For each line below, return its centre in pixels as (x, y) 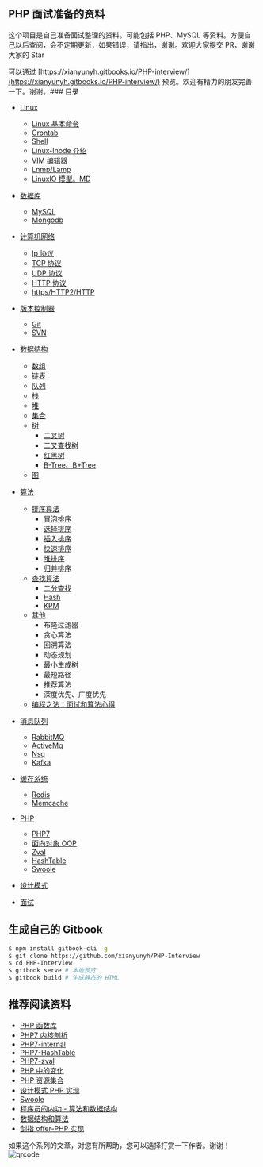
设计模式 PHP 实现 (50, 1090)
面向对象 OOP (54, 843)
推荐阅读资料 (40, 1005)
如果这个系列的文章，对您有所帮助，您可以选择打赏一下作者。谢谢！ (119, 1145)
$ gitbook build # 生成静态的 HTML (64, 978)
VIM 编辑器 (50, 160)
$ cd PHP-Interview (40, 963)
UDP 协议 (47, 273)
